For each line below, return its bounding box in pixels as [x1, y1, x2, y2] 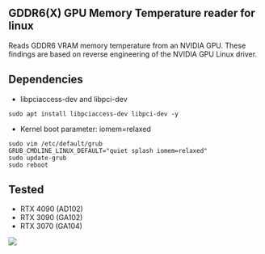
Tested [8, 183, 44, 197]
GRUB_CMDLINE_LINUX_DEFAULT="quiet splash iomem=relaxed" [8, 146, 208, 155]
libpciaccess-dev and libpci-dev [19, 94, 128, 104]
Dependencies [8, 73, 83, 87]
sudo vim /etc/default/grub [8, 139, 103, 148]
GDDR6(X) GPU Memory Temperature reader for [8, 6, 256, 20]
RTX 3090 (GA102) [19, 213, 83, 222]
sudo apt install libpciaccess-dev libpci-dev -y [8, 109, 179, 118]
